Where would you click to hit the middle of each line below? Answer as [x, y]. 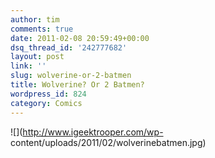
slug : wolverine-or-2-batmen [71, 76]
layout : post [37, 57]
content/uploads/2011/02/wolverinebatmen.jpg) [108, 142]
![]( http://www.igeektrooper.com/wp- [87, 132]
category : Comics [46, 103]
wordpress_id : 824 [48, 94]
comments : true [42, 29]
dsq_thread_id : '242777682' [69, 47]
